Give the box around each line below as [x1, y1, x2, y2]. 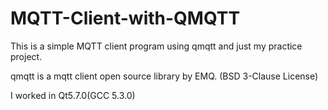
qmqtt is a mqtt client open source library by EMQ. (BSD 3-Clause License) [10, 70, 319, 82]
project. [10, 50, 43, 62]
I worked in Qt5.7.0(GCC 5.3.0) [10, 89, 136, 101]
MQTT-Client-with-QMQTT [10, 7, 241, 30]
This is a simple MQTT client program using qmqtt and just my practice [10, 40, 303, 52]
